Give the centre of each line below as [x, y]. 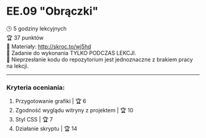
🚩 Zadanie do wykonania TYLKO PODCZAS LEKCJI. [71, 53]
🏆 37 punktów [25, 37]
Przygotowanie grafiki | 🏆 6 [51, 101]
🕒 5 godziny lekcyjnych [36, 28]
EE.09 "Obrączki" [52, 11]
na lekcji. [17, 66]
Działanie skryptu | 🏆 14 [46, 129]
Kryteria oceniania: [36, 87]
